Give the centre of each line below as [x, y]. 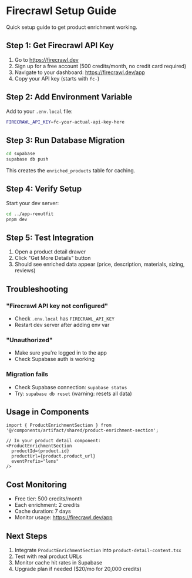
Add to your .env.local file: [39, 111]
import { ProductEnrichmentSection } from [59, 425]
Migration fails [27, 375]
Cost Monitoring [37, 484]
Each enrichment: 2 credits [47, 505]
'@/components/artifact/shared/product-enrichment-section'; [82, 430]
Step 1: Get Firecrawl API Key [60, 46]
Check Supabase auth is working [55, 359]
